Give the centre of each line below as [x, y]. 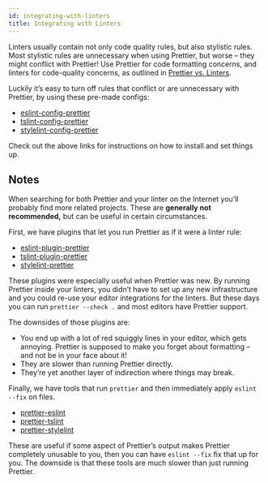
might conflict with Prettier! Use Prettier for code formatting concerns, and [133, 64]
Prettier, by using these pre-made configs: [79, 97]
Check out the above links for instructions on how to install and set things [131, 145]
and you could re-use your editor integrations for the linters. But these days [134, 298]
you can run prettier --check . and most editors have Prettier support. [128, 307]
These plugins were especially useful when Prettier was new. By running [129, 281]
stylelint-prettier [47, 265]
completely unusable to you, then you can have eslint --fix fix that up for [134, 455]
